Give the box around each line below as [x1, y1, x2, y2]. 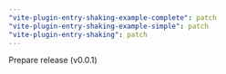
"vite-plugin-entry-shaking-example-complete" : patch [8, 13, 218, 23]
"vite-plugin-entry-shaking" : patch [8, 30, 148, 39]
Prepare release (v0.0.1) [8, 55, 98, 66]
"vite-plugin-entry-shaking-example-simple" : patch [8, 22, 209, 31]
